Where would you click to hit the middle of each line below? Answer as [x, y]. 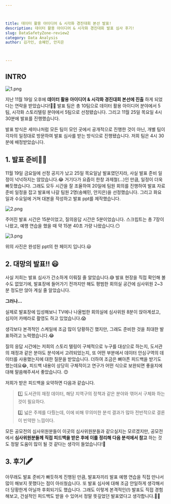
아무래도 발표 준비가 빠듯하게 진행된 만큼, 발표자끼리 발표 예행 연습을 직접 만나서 [85, 477]
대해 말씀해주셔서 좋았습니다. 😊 [37, 372]
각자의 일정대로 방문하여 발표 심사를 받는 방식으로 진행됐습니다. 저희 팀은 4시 [81, 135]
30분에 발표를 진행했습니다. [33, 118]
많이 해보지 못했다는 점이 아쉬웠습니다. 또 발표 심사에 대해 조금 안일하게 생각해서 [85, 484]
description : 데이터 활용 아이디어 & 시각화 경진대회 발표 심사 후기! [70, 28]
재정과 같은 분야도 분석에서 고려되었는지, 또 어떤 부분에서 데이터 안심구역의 [84, 352]
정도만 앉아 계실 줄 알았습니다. [40, 290]
